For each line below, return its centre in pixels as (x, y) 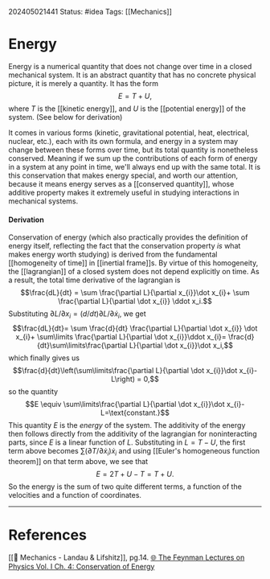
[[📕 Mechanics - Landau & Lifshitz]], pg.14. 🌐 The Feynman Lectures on (127, 557)
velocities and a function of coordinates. (75, 495)
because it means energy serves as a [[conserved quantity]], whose (121, 183)
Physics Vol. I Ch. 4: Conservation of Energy (82, 566)
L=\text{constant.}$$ (135, 413)
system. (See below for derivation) (65, 117)
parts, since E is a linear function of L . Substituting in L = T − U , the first (127, 442)
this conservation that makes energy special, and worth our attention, (123, 175)
